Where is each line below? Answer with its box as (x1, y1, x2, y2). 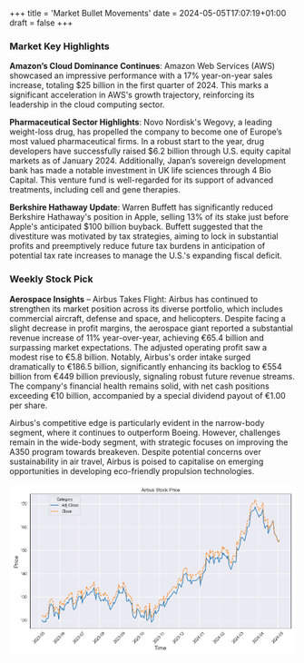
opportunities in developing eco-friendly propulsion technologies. (9, 465, 255, 476)
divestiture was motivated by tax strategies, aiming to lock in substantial (9, 231, 279, 242)
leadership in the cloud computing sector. (9, 99, 165, 110)
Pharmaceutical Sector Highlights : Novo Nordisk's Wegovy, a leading (9, 117, 272, 128)
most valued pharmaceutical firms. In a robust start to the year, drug (9, 136, 265, 147)
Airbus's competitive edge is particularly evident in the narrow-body (9, 417, 265, 428)
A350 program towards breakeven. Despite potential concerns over (9, 446, 261, 457)
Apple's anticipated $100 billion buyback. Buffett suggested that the (9, 222, 263, 233)
